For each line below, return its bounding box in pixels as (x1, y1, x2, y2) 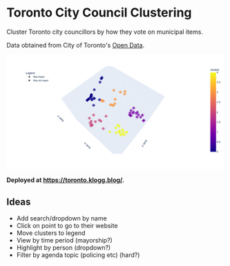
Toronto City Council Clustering (6, 5, 192, 21)
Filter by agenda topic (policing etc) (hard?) (16, 251, 140, 259)
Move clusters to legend (16, 229, 86, 237)
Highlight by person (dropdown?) (16, 243, 111, 252)
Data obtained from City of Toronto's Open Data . (6, 41, 145, 49)
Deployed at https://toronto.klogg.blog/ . (6, 176, 125, 184)
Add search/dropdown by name (16, 214, 108, 223)
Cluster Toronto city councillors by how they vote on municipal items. (6, 28, 203, 36)
